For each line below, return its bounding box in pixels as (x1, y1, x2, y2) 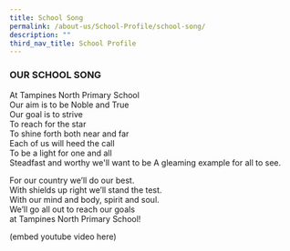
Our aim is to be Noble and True (9, 99, 129, 110)
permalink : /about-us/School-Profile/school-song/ (9, 22, 206, 31)
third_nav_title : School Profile (9, 38, 137, 48)
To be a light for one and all (9, 147, 112, 158)
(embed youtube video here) (9, 231, 117, 242)
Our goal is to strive (9, 108, 84, 119)
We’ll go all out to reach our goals (9, 204, 135, 215)
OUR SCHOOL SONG (9, 69, 102, 82)
